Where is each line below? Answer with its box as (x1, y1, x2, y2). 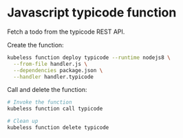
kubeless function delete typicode (7, 124, 109, 131)
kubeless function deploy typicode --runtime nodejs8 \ (7, 54, 171, 61)
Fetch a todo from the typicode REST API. (7, 27, 125, 36)
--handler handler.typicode (13, 73, 94, 80)
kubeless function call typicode (7, 105, 103, 113)
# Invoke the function (7, 99, 72, 106)
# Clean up (7, 118, 39, 125)
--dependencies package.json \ (13, 67, 103, 73)
